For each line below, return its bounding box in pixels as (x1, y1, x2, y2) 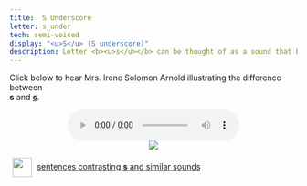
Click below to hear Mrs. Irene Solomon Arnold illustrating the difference (9, 72, 281, 83)
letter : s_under (9, 22, 71, 31)
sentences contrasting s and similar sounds (36, 160, 201, 171)
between (9, 82, 43, 93)
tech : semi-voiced (9, 30, 79, 39)
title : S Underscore (9, 13, 92, 23)
